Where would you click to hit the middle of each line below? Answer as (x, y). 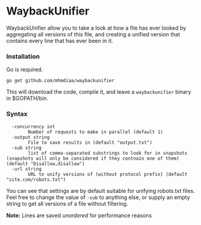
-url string (27, 169)
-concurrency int (33, 126)
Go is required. (25, 70)
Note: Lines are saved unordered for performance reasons (79, 215)
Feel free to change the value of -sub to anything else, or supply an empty (98, 197)
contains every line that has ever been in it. (60, 41)
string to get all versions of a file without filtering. (67, 203)
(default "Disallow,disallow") (46, 164)
